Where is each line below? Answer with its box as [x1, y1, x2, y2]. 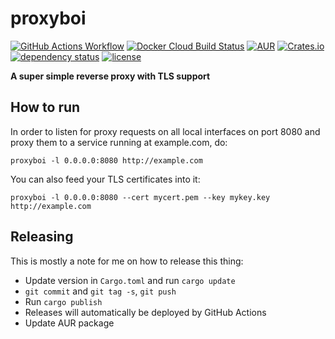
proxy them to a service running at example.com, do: [10, 136, 228, 148]
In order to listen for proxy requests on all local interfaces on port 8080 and [10, 125, 321, 137]
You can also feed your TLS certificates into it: [10, 173, 201, 185]
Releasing [10, 228, 74, 246]
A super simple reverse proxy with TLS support [10, 70, 211, 82]
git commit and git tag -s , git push [24, 285, 177, 297]
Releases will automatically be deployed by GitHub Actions [24, 306, 267, 318]
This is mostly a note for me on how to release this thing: [10, 255, 244, 267]
